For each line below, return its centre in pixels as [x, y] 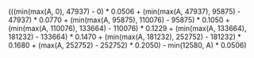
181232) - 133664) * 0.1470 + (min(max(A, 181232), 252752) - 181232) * [125, 37]
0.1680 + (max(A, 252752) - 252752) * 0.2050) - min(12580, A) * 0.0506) [128, 45]
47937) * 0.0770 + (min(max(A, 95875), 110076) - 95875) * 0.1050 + [119, 20]
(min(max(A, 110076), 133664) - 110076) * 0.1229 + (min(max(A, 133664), [127, 28]
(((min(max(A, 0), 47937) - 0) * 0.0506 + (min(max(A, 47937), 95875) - [125, 12]
